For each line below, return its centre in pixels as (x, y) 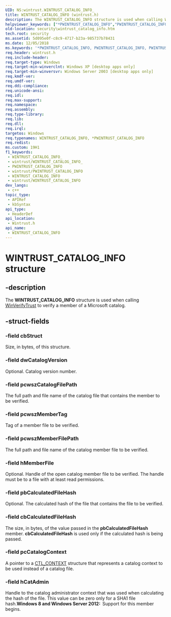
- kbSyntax (19, 204)
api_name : (16, 228)
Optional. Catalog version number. (41, 371)
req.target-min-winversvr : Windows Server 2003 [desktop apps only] (79, 72)
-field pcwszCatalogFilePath (41, 384)
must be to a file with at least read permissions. (55, 479)
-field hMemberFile (30, 463)
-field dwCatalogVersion (36, 360)
